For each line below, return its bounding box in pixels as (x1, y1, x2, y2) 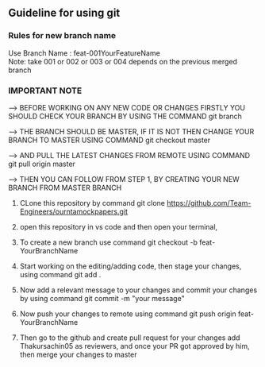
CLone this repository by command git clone (19, 198, 165, 207)
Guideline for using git (8, 6, 121, 20)
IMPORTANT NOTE (8, 85, 83, 96)
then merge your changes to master (19, 350, 137, 359)
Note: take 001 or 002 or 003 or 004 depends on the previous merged (8, 56, 238, 66)
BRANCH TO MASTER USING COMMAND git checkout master (8, 135, 211, 145)
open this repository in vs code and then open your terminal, (19, 222, 218, 231)
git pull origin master (8, 159, 75, 168)
